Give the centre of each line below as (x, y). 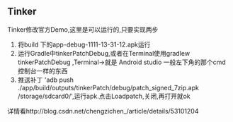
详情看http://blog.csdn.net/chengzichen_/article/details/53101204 (103, 111)
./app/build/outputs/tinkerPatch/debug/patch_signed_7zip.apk (108, 87)
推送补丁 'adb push (46, 80)
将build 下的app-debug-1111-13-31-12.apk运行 (84, 44)
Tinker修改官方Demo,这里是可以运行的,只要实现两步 (83, 29)
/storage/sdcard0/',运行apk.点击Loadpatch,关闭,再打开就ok (104, 96)
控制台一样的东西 (42, 71)
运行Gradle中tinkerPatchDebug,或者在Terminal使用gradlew (103, 53)
